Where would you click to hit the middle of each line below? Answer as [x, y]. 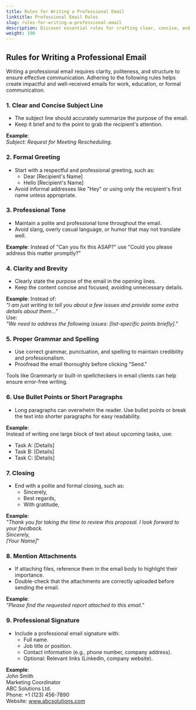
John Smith [20, 676]
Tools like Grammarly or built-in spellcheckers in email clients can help [91, 376]
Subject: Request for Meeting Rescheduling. [59, 142]
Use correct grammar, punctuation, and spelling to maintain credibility [99, 352]
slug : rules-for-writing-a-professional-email [64, 22]
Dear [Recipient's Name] [53, 176]
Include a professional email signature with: [67, 633]
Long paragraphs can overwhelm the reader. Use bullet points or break [100, 410]
